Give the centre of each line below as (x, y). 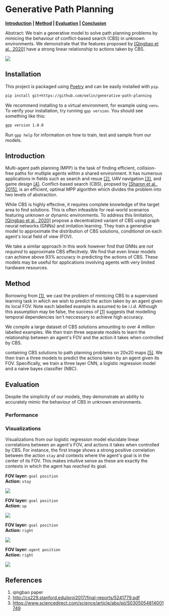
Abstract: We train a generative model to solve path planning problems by (81, 33)
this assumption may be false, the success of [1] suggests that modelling (80, 312)
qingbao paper (28, 592)
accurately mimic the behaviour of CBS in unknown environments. (74, 402)
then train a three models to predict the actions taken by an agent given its (82, 358)
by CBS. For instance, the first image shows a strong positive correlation (80, 450)
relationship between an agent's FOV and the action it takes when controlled (84, 338)
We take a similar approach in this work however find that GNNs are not (79, 246)
